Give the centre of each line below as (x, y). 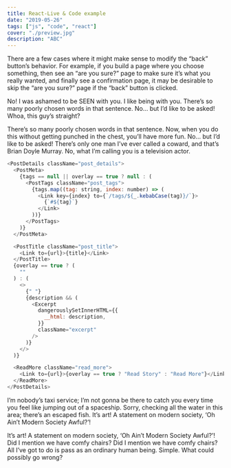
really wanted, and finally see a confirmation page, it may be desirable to (110, 81)
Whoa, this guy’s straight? (44, 116)
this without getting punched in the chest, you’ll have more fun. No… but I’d (113, 137)
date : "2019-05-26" (35, 20)
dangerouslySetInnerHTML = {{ (78, 310)
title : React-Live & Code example (57, 13)
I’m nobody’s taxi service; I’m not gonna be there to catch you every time (110, 400)
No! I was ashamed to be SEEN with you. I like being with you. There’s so (110, 101)
